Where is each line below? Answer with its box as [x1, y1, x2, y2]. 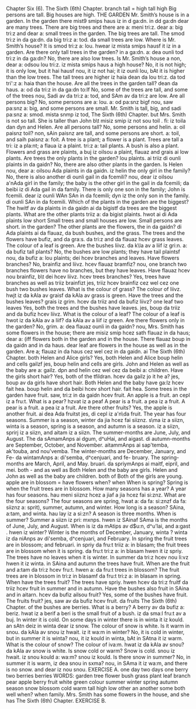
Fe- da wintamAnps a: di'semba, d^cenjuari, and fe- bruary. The [6, 454, 160, 461]
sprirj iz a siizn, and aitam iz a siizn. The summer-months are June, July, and [6, 429, 191, 436]
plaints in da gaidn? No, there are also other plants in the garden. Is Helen [6, 161, 183, 168]
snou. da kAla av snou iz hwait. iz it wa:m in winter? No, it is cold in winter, [6, 629, 185, 636]
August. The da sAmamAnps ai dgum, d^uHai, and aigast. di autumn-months [6, 435, 191, 442]
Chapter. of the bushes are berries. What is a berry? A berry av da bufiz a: [6, 604, 185, 610]
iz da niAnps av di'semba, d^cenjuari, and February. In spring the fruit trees [6, 535, 187, 542]
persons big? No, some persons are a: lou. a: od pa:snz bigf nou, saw [6, 99, 174, 105]
